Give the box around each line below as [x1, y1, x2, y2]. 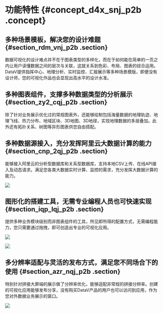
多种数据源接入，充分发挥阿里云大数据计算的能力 [5, 139, 152, 148]
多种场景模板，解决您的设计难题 [5, 35, 101, 44]
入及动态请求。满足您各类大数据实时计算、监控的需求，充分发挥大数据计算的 [5, 166, 158, 172]
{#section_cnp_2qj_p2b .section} [5, 147, 108, 155]
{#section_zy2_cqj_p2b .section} [5, 98, 108, 106]
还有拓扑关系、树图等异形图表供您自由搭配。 [9, 124, 98, 130]
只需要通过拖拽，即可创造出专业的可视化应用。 [17, 224, 112, 230]
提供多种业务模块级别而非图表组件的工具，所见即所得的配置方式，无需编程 [5, 219, 154, 224]
